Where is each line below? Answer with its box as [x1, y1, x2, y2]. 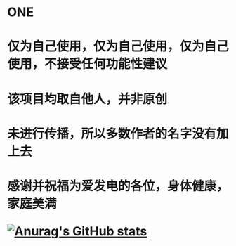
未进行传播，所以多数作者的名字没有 [7, 126, 217, 141]
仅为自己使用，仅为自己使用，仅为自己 [7, 39, 230, 55]
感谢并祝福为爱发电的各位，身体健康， [7, 178, 230, 194]
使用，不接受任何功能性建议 [7, 56, 168, 72]
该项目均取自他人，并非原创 [7, 91, 168, 107]
